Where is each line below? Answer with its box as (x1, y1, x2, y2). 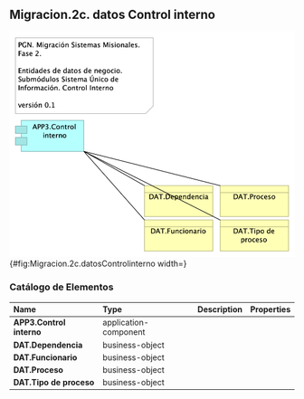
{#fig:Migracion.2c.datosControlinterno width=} (9, 258, 187, 270)
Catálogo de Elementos (9, 280, 114, 293)
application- (102, 317, 149, 328)
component (102, 327, 146, 337)
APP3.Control (13, 317, 66, 328)
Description (197, 304, 242, 315)
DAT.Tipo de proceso (13, 377, 95, 388)
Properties (250, 304, 291, 315)
